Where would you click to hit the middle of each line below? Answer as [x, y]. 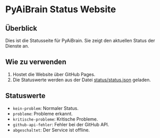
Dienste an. [17, 46]
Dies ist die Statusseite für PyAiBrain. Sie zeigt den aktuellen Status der [80, 40]
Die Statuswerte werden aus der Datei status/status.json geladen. [82, 80]
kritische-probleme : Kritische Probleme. [55, 119]
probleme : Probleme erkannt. [43, 113]
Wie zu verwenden [36, 62]
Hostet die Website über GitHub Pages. [54, 74]
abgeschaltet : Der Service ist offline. [51, 130]
